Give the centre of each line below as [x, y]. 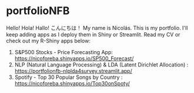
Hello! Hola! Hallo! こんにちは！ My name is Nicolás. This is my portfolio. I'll [97, 28]
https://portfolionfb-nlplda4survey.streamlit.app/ [73, 71]
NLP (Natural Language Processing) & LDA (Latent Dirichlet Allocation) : [101, 64]
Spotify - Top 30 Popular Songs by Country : [68, 77]
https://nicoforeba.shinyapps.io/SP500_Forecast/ [74, 58]
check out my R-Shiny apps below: [48, 41]
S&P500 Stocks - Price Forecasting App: [63, 52]
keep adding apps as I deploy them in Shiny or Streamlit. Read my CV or [93, 34]
